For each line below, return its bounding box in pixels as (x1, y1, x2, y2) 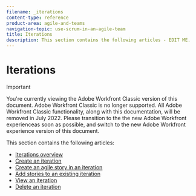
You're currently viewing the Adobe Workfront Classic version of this (6, 95, 177, 102)
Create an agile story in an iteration (15, 163, 103, 171)
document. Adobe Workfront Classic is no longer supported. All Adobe (6, 101, 183, 109)
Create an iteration (15, 157, 62, 164)
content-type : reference (6, 15, 69, 21)
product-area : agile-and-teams (6, 20, 85, 26)
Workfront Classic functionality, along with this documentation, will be (6, 107, 180, 115)
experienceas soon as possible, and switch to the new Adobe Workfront (6, 121, 186, 128)
